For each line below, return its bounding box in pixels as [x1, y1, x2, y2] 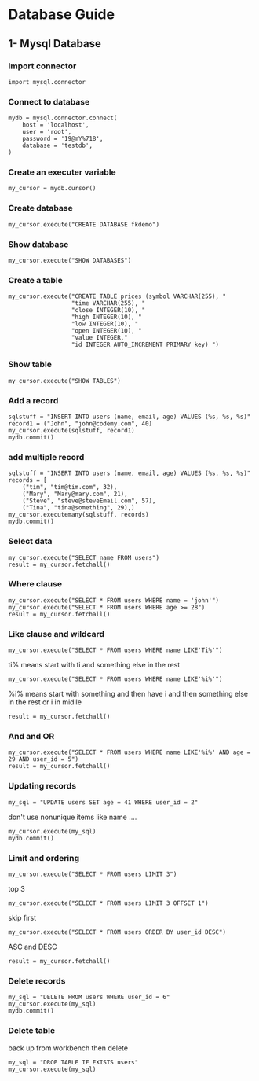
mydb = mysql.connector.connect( [8, 114, 118, 123]
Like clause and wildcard [8, 628, 104, 639]
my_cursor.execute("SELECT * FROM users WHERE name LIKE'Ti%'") [8, 646, 223, 654]
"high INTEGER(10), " [71, 313, 143, 322]
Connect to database [8, 96, 90, 107]
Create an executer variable [8, 167, 116, 178]
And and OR [8, 731, 55, 742]
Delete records [8, 975, 66, 986]
